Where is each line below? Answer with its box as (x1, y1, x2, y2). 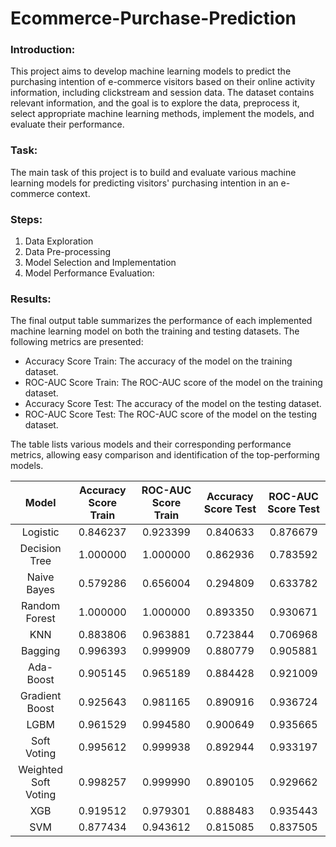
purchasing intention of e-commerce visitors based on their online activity (10, 76, 316, 88)
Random (21, 599, 61, 613)
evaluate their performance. (10, 118, 125, 131)
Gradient (19, 689, 62, 703)
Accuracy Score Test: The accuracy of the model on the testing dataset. (24, 398, 322, 410)
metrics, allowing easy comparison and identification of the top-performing (10, 449, 320, 461)
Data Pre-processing (24, 246, 111, 258)
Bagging (21, 644, 61, 658)
